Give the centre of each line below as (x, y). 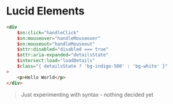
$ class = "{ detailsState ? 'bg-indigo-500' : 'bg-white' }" (93, 66)
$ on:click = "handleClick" (48, 32)
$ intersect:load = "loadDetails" (56, 61)
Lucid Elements (46, 11)
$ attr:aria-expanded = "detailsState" (63, 55)
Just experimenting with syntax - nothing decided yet (87, 94)
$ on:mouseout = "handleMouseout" (56, 44)
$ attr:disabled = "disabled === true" (63, 49)
